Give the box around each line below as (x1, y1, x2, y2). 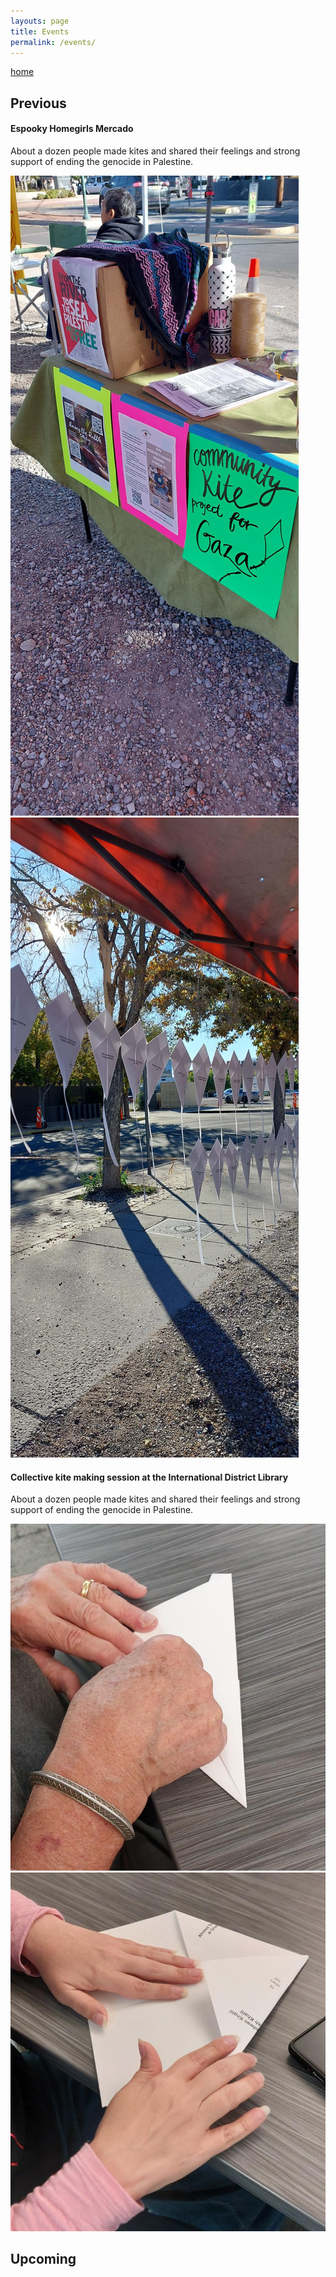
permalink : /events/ (10, 37, 97, 47)
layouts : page (10, 16, 70, 26)
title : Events (10, 26, 70, 37)
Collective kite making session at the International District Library (10, 1471, 289, 1483)
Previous (10, 95, 67, 112)
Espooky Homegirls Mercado (10, 123, 134, 135)
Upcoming (10, 2251, 77, 2268)
